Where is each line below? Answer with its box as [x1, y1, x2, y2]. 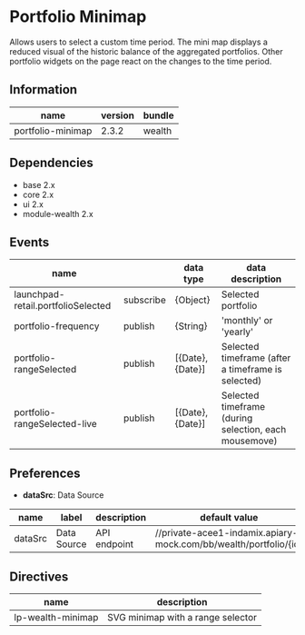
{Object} [174, 293, 211, 306]
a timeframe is [221, 363, 283, 376]
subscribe [123, 293, 166, 306]
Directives [9, 569, 69, 584]
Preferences [9, 465, 81, 481]
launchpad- [14, 288, 65, 301]
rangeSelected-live [14, 418, 97, 431]
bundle [143, 109, 174, 122]
